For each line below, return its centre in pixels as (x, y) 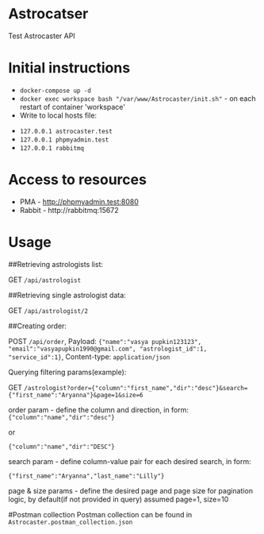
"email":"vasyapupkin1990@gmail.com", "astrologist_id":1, (108, 349)
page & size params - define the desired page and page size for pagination (131, 490)
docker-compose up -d (55, 91)
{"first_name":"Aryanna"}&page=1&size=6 (76, 395)
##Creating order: (38, 326)
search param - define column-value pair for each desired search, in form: (130, 461)
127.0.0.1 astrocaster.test (66, 131)
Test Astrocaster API (42, 36)
